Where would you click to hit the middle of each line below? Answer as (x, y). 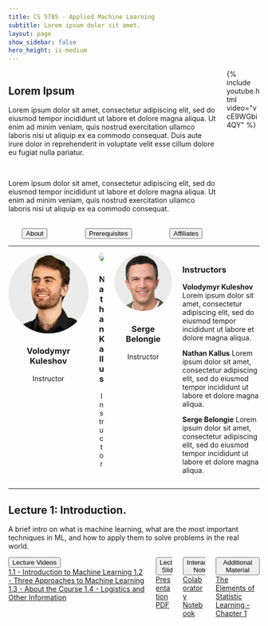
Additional (238, 563)
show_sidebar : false (43, 42)
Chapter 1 (231, 613)
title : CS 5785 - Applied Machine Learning (82, 17)
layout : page (30, 33)
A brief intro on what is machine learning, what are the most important (124, 530)
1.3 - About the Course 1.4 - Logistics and (77, 589)
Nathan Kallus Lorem (217, 353)
